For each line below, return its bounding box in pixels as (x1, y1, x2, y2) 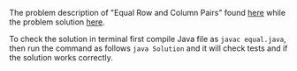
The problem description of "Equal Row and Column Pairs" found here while (9, 8, 286, 18)
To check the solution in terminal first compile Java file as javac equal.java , (9, 34, 287, 44)
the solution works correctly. (9, 53, 113, 62)
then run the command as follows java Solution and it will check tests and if (9, 43, 288, 53)
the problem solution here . (9, 17, 106, 27)
